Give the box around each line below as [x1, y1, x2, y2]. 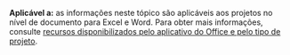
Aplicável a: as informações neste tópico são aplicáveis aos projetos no [9, 8, 273, 18]
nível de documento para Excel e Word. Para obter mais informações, [9, 17, 264, 27]
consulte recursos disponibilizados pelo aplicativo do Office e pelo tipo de [9, 27, 281, 36]
